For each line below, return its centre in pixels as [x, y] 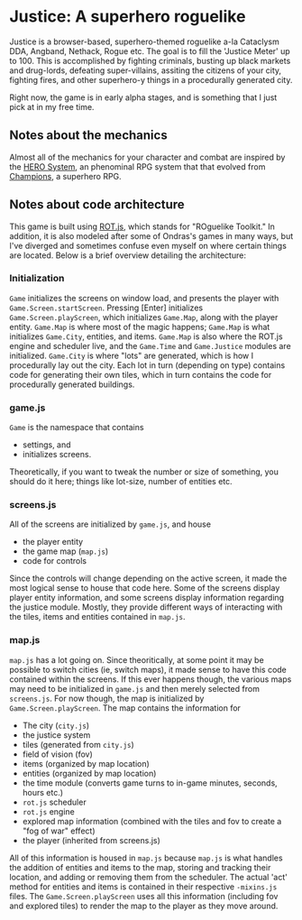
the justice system [56, 735]
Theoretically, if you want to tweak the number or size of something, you [144, 472]
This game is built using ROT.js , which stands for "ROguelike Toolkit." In [142, 226]
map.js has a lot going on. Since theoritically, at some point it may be [137, 659]
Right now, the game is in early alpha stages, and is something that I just [143, 97]
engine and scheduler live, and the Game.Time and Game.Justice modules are [150, 345]
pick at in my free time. [52, 106]
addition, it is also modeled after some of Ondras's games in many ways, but [151, 235]
